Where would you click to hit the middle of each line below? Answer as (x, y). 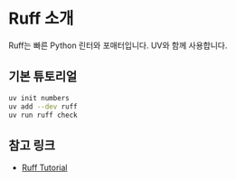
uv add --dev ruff (43, 106)
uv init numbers (39, 98)
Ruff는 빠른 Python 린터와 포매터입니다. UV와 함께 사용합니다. (118, 45)
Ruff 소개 (41, 19)
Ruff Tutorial (45, 167)
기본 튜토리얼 (43, 76)
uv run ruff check (43, 115)
